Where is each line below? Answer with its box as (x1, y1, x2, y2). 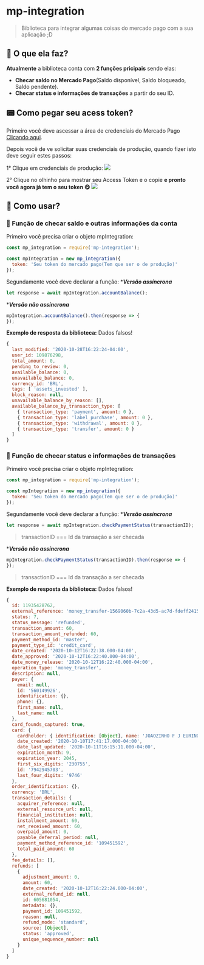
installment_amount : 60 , (17, 817, 80, 824)
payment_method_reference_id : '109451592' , (17, 840, 129, 846)
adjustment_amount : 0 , (22, 874, 80, 880)
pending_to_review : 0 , (12, 363, 69, 369)
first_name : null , (17, 705, 64, 711)
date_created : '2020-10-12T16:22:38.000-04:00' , (12, 648, 137, 654)
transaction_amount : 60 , (12, 625, 75, 631)
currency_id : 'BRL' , (12, 380, 64, 387)
